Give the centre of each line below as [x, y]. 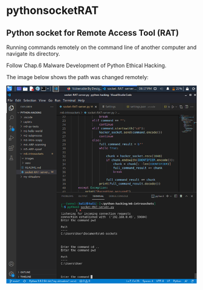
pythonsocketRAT [53, 11]
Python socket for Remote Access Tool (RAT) [93, 33]
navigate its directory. [33, 54]
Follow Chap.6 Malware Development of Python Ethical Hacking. [86, 65]
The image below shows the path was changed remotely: [78, 77]
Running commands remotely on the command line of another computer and [101, 47]
